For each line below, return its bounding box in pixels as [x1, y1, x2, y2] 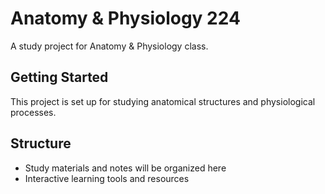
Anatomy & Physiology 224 [10, 7, 241, 30]
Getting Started [10, 69, 109, 86]
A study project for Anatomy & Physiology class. [10, 40, 209, 52]
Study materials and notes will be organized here [24, 162, 227, 174]
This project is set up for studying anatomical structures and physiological [10, 95, 316, 107]
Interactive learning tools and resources [24, 172, 190, 184]
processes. [10, 106, 57, 118]
